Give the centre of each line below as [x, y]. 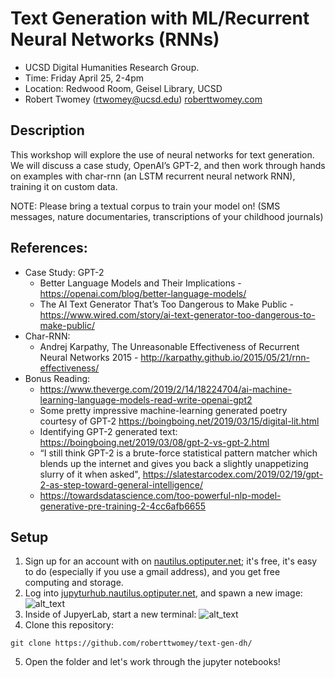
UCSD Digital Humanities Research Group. [112, 67]
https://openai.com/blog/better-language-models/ [143, 293]
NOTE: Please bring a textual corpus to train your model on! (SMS [145, 206]
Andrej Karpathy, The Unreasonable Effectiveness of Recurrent [169, 346]
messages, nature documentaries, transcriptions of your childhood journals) [167, 216]
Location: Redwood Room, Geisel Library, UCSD [123, 88]
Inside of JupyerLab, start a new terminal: [110, 614]
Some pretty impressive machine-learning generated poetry [163, 410]
